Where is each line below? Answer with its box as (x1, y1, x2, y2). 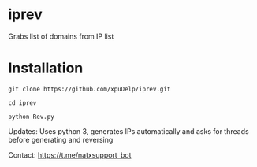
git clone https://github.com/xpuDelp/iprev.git (8, 85, 171, 93)
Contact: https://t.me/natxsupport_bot (8, 150, 132, 159)
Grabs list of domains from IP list (8, 32, 114, 41)
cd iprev (8, 98, 37, 107)
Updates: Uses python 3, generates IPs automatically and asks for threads (8, 126, 250, 135)
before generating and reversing (8, 135, 114, 144)
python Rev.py (8, 113, 55, 121)
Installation (8, 59, 84, 77)
